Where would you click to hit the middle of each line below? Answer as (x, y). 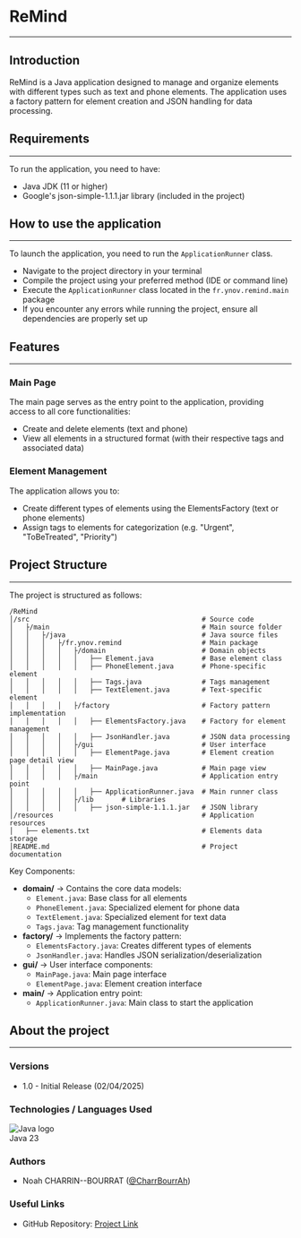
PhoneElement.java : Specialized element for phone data (138, 907)
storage (24, 838)
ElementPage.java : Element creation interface (119, 984)
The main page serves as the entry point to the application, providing (137, 402)
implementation (38, 713)
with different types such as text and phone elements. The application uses (148, 91)
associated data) (53, 448)
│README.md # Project (124, 847)
